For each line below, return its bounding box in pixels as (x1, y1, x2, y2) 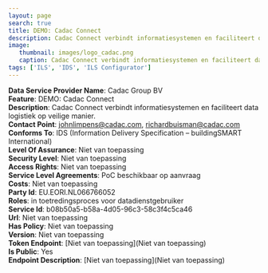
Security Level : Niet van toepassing (8, 153, 127, 163)
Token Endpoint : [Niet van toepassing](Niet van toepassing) (8, 238, 207, 247)
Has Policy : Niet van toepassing (8, 221, 114, 231)
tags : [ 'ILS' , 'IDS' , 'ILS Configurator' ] (8, 64, 152, 72)
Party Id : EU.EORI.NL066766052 (8, 187, 116, 196)
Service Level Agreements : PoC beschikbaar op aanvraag (8, 170, 201, 180)
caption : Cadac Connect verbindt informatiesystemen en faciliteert (18, 57, 251, 65)
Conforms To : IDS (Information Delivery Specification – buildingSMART (8, 128, 242, 137)
